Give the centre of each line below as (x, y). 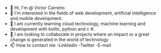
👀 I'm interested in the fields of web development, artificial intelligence (83, 13)
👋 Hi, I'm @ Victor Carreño (37, 8)
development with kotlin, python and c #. (52, 29)
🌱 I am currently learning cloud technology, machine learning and (78, 23)
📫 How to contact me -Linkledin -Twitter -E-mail (61, 45)
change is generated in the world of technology (59, 39)
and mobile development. (36, 18)
